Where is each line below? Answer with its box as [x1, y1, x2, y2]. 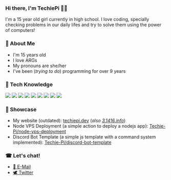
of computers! [5, 27, 35, 33]
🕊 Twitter [12, 169, 34, 176]
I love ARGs [12, 57, 37, 63]
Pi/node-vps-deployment [12, 128, 67, 135]
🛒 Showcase [5, 106, 37, 113]
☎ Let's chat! [5, 152, 40, 159]
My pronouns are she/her [12, 63, 67, 69]
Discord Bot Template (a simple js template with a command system [12, 134, 156, 140]
